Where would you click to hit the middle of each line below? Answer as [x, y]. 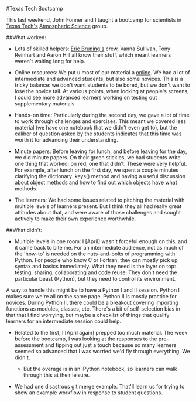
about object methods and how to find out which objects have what [96, 182]
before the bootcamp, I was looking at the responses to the [86, 339]
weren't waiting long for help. [50, 61]
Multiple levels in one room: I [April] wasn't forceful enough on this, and [101, 241]
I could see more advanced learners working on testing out [86, 97]
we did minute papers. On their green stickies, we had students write [97, 157]
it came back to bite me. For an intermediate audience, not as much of [99, 248]
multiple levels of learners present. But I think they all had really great [98, 206]
